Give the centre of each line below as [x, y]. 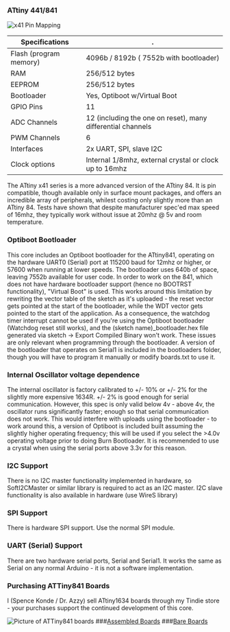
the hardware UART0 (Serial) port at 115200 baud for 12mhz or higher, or [109, 262]
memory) [25, 62]
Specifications [45, 42]
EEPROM [25, 84]
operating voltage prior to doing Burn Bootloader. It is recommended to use [113, 441]
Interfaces [27, 149]
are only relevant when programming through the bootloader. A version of [111, 342]
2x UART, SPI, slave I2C [124, 149]
